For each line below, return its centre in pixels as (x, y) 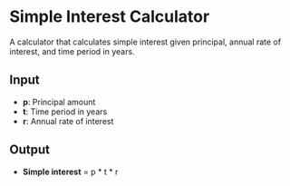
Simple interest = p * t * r (70, 171)
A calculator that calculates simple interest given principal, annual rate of (145, 42)
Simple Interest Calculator (110, 17)
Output (29, 150)
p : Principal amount (59, 102)
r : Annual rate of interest (68, 121)
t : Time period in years (65, 112)
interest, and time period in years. (72, 51)
